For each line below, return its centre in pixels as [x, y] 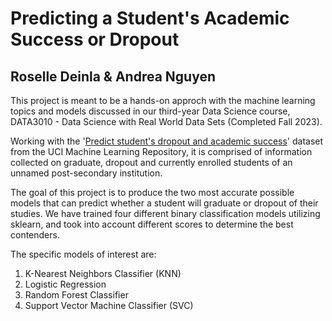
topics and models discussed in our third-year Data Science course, [150, 111]
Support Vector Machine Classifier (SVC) [109, 305]
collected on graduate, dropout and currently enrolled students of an [151, 162]
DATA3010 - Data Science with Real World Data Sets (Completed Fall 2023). [166, 121]
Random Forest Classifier [76, 295]
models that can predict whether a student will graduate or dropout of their [164, 203]
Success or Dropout [95, 39]
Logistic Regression [65, 284]
